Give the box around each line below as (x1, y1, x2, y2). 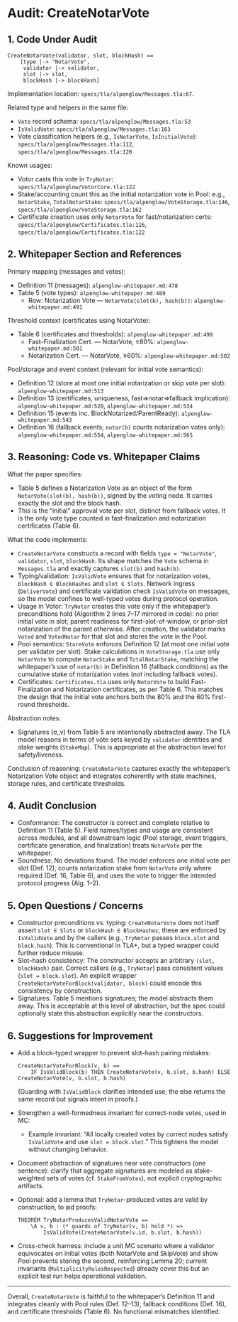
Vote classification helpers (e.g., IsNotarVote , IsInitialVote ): (17, 132, 198, 140)
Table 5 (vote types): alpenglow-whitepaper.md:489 (17, 288, 166, 297)
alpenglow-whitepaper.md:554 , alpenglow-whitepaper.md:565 (17, 430, 193, 439)
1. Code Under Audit (7, 33, 98, 46)
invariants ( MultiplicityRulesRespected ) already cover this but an (17, 1264, 209, 1273)
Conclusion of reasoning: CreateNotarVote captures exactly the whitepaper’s (7, 764, 230, 772)
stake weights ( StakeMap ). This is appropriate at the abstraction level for (17, 742, 227, 751)
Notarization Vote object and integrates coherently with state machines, (7, 772, 217, 780)
